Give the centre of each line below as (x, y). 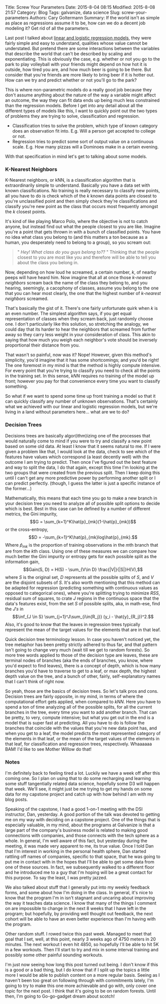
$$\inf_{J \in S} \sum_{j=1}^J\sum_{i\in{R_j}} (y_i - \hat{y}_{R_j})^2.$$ (83, 617)
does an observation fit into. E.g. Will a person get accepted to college (84, 131)
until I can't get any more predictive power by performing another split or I (80, 478)
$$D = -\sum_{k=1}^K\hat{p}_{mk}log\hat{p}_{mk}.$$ (83, 537)
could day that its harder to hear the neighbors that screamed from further (81, 329)
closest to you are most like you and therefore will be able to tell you (86, 257)
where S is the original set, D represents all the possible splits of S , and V (80, 577)
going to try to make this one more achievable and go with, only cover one (81, 986)
